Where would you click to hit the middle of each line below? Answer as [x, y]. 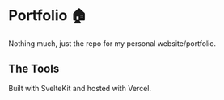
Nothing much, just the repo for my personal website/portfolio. [112, 43]
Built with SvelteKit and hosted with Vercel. [80, 88]
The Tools [34, 69]
